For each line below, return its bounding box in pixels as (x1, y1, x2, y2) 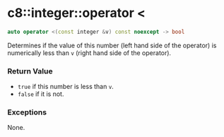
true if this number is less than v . (17, 83, 114, 91)
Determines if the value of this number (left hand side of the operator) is (7, 41, 217, 49)
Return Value (7, 66, 53, 76)
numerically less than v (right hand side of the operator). (7, 48, 172, 57)
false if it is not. (17, 90, 64, 98)
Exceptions (7, 107, 47, 117)
